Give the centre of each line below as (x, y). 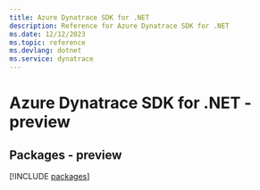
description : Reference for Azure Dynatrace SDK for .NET (119, 26)
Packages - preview (66, 155)
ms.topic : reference (48, 42)
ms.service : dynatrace (51, 59)
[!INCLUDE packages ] (50, 176)
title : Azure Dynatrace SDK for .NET (80, 17)
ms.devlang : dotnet (46, 51)
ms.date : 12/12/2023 (48, 34)
